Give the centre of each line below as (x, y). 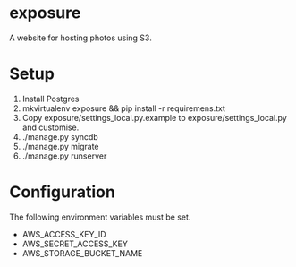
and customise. (51, 127)
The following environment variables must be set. (100, 217)
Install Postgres (51, 99)
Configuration (63, 192)
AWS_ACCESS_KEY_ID (64, 234)
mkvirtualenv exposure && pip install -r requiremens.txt (124, 108)
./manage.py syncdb (60, 136)
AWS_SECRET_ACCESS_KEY (75, 244)
